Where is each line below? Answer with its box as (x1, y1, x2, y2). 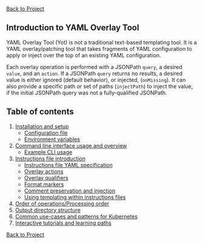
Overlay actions (24, 168, 64, 175)
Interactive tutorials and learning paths (15, 219, 112, 226)
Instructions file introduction (15, 154, 86, 162)
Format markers (24, 180, 64, 188)
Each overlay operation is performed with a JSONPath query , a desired (6, 63, 183, 70)
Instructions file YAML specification (24, 161, 113, 168)
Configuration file (24, 129, 68, 136)
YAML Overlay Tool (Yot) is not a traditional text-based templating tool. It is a (6, 39, 197, 46)
